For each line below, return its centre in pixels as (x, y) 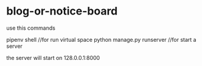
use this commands (31, 28)
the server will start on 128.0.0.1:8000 (53, 58)
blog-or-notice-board (62, 11)
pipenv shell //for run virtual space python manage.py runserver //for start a (101, 39)
